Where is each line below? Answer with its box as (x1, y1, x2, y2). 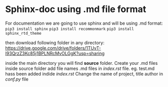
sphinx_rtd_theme (5, 31, 42, 36)
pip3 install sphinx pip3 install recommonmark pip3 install (5, 26, 134, 31)
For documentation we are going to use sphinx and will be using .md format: (5, 20, 163, 26)
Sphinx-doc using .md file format (5, 4, 146, 15)
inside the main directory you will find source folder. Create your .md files (5, 60, 158, 66)
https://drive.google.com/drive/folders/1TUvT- (5, 45, 102, 51)
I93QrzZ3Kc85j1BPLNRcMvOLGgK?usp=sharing (5, 50, 105, 56)
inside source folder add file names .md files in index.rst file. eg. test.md (5, 65, 155, 71)
